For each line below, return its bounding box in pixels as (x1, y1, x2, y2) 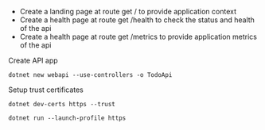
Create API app (8, 55, 58, 65)
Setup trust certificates (8, 85, 84, 94)
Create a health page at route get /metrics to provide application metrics (19, 32, 257, 41)
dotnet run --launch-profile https (8, 114, 127, 122)
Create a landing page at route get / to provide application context (19, 7, 237, 16)
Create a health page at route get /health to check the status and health (19, 15, 255, 25)
